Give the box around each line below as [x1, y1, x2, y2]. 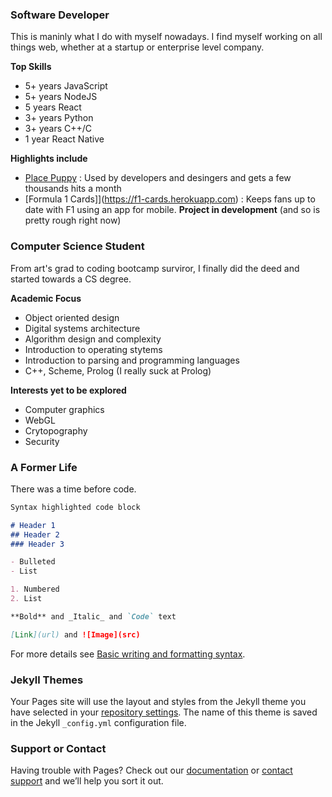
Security [24, 435, 60, 447]
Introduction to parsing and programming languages [24, 354, 240, 366]
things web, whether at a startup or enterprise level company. [10, 41, 265, 53]
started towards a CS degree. [10, 273, 132, 285]
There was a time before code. [10, 483, 137, 495]
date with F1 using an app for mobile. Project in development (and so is [24, 204, 321, 216]
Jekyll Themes [10, 673, 84, 687]
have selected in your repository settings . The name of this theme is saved [10, 706, 318, 718]
